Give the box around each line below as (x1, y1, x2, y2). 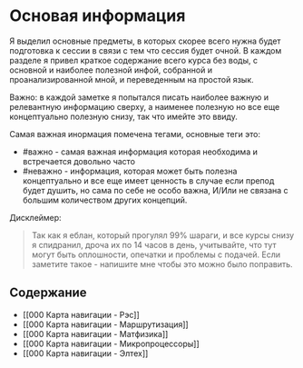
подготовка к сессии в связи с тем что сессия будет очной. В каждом (9, 45, 282, 55)
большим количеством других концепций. (22, 194, 188, 205)
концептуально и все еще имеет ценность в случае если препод (22, 174, 275, 186)
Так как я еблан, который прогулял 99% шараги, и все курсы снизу (31, 229, 295, 241)
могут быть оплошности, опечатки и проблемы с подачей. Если (31, 249, 281, 260)
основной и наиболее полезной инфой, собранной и (9, 65, 213, 75)
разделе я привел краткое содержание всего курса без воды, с (9, 55, 259, 65)
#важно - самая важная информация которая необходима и (22, 146, 259, 157)
